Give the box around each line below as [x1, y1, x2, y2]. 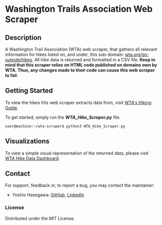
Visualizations [5, 137, 50, 146]
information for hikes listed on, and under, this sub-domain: [5, 51, 124, 57]
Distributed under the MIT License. [5, 215, 75, 221]
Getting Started [5, 87, 53, 95]
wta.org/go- [125, 51, 149, 57]
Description [5, 33, 41, 42]
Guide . [5, 104, 19, 111]
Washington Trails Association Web [5, 3, 153, 15]
